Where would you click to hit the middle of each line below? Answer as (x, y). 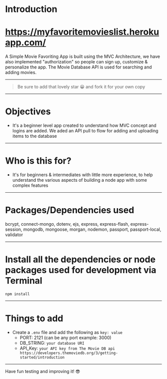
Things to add (34, 319)
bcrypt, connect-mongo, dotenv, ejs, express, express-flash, (67, 224)
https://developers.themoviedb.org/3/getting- (69, 353)
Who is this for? (38, 161)
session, (14, 229)
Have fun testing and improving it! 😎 (43, 371)
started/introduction (42, 357)
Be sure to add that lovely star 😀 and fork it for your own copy (81, 87)
